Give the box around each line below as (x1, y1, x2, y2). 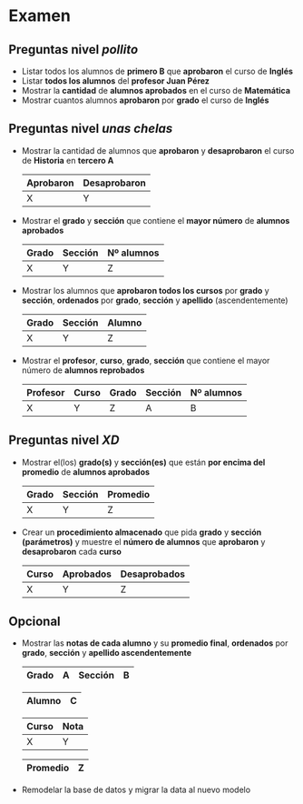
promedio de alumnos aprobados (21, 466, 151, 477)
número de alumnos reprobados (21, 365, 145, 376)
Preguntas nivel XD (8, 433, 120, 448)
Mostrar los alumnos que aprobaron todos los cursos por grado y (21, 285, 269, 296)
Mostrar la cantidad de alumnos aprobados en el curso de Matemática (21, 85, 291, 95)
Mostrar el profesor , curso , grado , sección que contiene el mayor (21, 355, 270, 366)
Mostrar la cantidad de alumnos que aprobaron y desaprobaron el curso (21, 145, 295, 156)
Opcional (8, 614, 61, 629)
